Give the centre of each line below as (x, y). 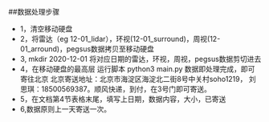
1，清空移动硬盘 (46, 29)
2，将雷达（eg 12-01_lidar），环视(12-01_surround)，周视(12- (120, 39)
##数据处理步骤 (34, 12)
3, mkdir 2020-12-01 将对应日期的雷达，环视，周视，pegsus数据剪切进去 (141, 59)
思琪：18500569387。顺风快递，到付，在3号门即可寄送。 (115, 89)
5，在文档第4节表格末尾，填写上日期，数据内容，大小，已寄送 (123, 99)
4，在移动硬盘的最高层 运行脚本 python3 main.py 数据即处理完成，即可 (137, 69)
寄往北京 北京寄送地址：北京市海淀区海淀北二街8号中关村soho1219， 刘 (138, 79)
